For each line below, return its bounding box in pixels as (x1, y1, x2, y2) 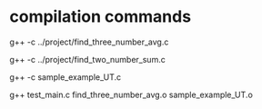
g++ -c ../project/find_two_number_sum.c (9, 54, 166, 64)
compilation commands (9, 6, 192, 27)
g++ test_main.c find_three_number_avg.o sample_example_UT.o (9, 89, 253, 100)
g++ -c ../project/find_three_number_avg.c (9, 36, 169, 47)
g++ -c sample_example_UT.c (9, 71, 122, 83)
